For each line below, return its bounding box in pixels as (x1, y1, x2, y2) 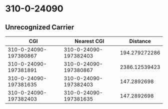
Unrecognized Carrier (5, 23, 74, 31)
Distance (129, 38, 151, 44)
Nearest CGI (74, 38, 104, 44)
